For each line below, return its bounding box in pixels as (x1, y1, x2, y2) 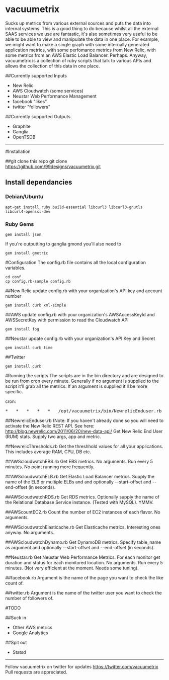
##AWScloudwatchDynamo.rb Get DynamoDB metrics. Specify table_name (5, 539, 161, 545)
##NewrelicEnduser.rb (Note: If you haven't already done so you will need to (5, 417, 164, 423)
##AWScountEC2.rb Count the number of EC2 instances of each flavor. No (5, 509, 160, 515)
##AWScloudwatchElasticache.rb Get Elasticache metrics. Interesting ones (5, 524, 161, 530)
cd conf (5, 274, 22, 280)
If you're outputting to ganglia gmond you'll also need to (5, 240, 122, 247)
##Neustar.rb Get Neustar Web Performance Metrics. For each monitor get (5, 554, 160, 560)
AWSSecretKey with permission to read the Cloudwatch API (5, 317, 129, 323)
